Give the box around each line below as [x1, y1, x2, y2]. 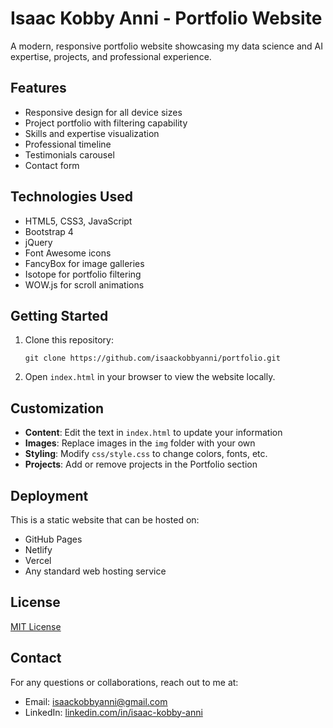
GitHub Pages [24, 533, 83, 545]
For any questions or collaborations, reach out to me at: [10, 676, 239, 688]
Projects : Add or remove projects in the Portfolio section [24, 458, 258, 471]
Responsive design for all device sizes [24, 106, 183, 118]
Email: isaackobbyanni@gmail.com [24, 695, 168, 707]
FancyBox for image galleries [24, 257, 145, 269]
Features [10, 80, 67, 97]
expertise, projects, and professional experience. [10, 50, 212, 62]
